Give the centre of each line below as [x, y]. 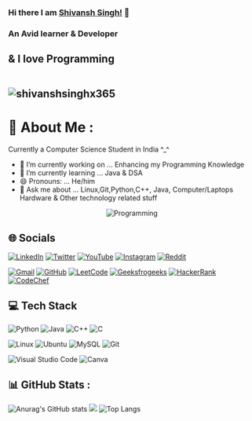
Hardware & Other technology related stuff [88, 198]
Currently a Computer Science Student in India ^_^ [89, 149]
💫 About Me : [51, 128]
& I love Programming [62, 59]
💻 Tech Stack [43, 306]
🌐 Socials [32, 238]
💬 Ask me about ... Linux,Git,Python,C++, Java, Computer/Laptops [126, 190]
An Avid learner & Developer [63, 33]
